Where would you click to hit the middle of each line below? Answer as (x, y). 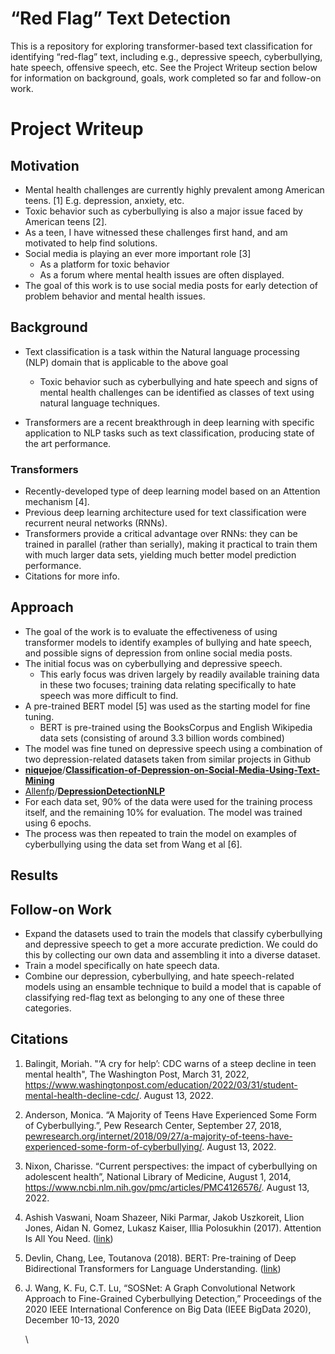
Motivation (45, 165)
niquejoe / (45, 769)
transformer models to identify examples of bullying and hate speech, (168, 642)
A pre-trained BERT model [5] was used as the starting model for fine (167, 706)
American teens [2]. (66, 221)
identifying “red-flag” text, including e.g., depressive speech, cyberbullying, (166, 56)
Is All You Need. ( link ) (69, 1238)
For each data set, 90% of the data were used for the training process (168, 801)
